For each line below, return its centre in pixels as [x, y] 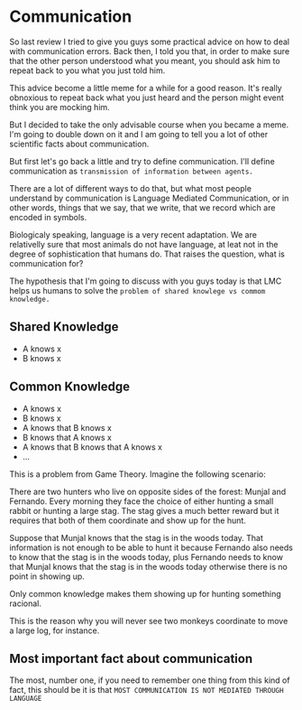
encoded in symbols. [48, 217]
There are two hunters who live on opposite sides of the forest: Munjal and [148, 491]
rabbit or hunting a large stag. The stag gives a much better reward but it [144, 510]
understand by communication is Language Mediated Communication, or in [149, 198]
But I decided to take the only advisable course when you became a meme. [149, 125]
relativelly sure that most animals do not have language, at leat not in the [144, 244]
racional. [26, 603]
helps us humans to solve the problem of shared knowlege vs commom [137, 290]
